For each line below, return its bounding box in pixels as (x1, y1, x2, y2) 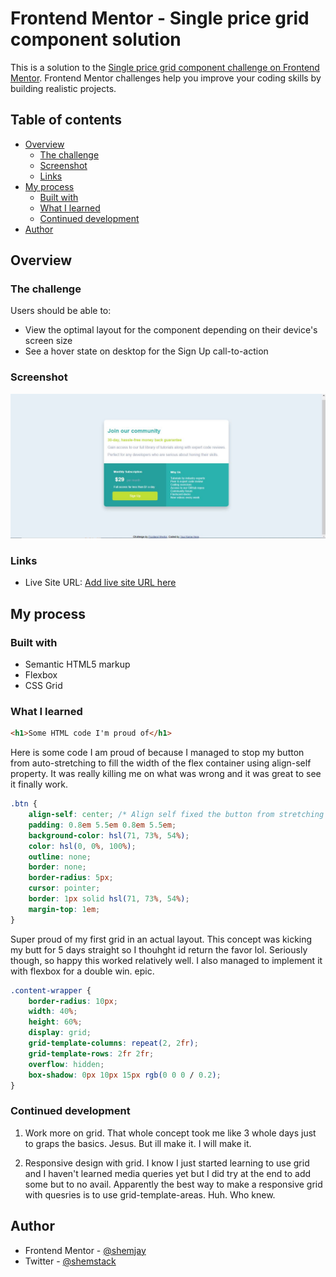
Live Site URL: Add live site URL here (24, 577, 177, 589)
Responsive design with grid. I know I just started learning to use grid (24, 1157, 310, 1169)
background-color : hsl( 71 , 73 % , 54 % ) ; (28, 830, 190, 841)
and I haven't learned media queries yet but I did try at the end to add (24, 1167, 312, 1179)
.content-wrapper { (10, 985, 92, 996)
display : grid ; (28, 1028, 92, 1038)
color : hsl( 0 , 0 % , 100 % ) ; (28, 841, 137, 851)
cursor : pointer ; (28, 883, 101, 894)
